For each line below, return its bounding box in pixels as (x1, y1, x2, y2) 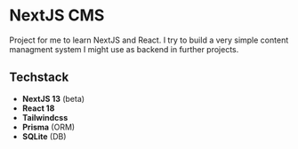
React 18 (21, 103, 55, 114)
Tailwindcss (21, 112, 68, 122)
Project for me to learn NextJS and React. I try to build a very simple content (9, 35, 289, 45)
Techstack (9, 70, 69, 85)
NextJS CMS (9, 5, 105, 26)
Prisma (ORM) (21, 122, 76, 132)
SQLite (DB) (21, 130, 67, 142)
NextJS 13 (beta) (21, 93, 85, 104)
